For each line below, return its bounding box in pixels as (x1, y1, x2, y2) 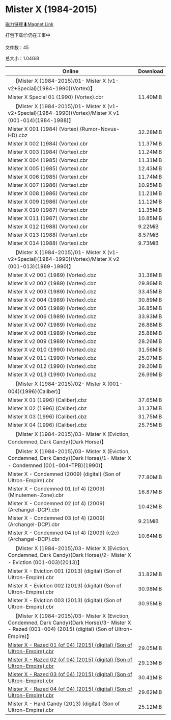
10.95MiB (138, 181, 162, 188)
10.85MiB (138, 214, 162, 221)
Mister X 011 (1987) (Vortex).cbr (8, 214, 88, 221)
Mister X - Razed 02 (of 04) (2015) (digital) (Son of (8, 656, 133, 663)
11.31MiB (138, 157, 162, 164)
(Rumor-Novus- (79, 125, 120, 132)
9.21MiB (138, 517, 159, 525)
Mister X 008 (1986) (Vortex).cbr (8, 190, 88, 197)
